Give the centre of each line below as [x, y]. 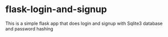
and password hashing [29, 28]
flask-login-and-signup [56, 9]
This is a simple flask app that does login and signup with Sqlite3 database [84, 23]
